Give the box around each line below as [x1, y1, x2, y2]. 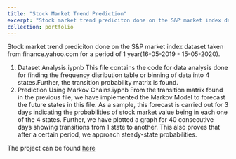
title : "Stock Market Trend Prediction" [7, 10, 128, 18]
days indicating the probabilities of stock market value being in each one [17, 108, 228, 116]
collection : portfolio [7, 23, 74, 30]
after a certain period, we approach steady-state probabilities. [17, 130, 197, 139]
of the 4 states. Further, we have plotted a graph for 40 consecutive [17, 116, 214, 124]
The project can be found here [7, 144, 96, 153]
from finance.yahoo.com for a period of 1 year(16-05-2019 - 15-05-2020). [7, 50, 221, 58]
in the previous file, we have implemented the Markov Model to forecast [17, 93, 226, 102]
